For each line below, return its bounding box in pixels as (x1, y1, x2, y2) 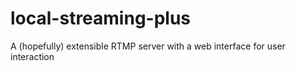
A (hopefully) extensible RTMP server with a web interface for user (10, 40, 286, 52)
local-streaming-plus (10, 7, 192, 30)
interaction (10, 50, 55, 62)
